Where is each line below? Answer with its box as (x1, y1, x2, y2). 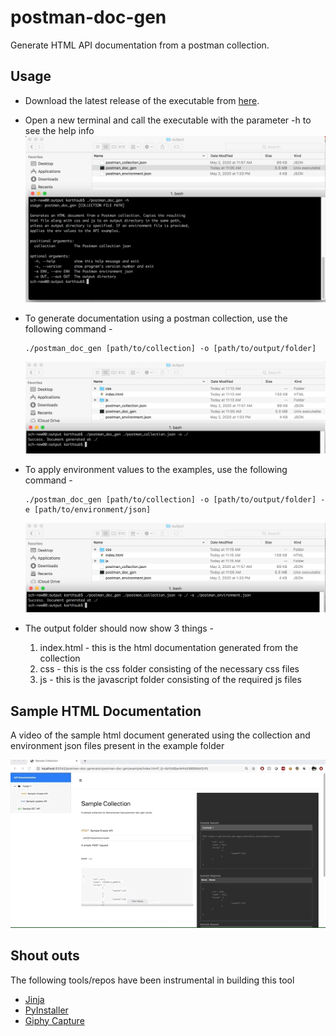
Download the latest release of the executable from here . (24, 94, 260, 106)
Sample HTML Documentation (10, 702, 202, 720)
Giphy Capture (24, 1014, 85, 1026)
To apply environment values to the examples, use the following (24, 464, 288, 476)
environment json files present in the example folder (10, 740, 225, 752)
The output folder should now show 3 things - (24, 622, 215, 635)
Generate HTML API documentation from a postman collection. (10, 39, 270, 51)
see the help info (24, 124, 95, 136)
